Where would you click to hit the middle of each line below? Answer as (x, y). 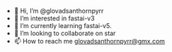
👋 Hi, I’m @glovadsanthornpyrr (59, 11)
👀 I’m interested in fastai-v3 (54, 18)
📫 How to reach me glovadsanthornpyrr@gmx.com (89, 41)
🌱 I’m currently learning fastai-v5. (63, 26)
